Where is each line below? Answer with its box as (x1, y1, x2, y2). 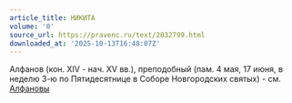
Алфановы (9, 83, 50, 94)
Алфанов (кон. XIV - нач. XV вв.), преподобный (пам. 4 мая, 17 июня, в (9, 64, 284, 75)
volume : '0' (9, 22, 55, 31)
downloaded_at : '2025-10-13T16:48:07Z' (9, 38, 161, 48)
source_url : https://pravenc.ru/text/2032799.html (9, 30, 206, 39)
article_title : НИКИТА (9, 13, 96, 23)
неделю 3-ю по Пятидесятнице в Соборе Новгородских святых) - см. (9, 74, 282, 85)
